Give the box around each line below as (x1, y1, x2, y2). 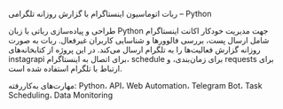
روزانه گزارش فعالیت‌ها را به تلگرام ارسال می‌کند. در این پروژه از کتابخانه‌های (8, 44, 261, 55)
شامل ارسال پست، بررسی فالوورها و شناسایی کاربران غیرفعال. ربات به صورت (8, 35, 270, 45)
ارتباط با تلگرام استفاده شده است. (8, 63, 122, 74)
